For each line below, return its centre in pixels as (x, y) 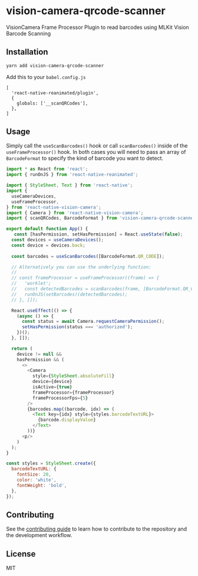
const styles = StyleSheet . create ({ (51, 464)
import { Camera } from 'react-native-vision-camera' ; (75, 213)
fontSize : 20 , (34, 474)
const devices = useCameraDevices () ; (58, 240)
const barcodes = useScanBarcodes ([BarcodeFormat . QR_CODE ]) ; (88, 256)
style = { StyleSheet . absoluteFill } (73, 376)
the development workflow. (39, 535)
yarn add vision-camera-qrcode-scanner (55, 66)
